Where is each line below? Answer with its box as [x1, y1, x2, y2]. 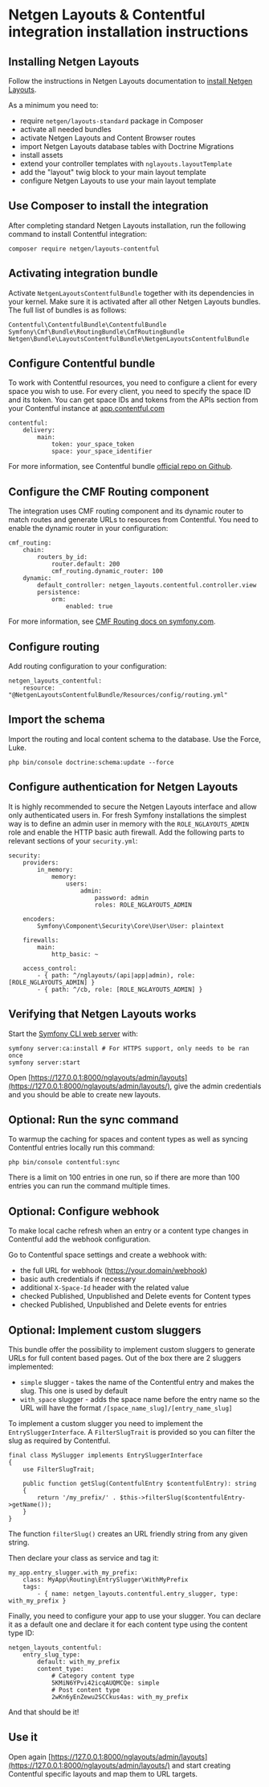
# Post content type [51, 1685, 120, 1694]
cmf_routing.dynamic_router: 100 [51, 567, 163, 575]
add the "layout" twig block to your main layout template [19, 168, 206, 176]
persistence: [37, 588, 81, 597]
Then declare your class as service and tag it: [8, 1553, 159, 1562]
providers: [22, 858, 59, 867]
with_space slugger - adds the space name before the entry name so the [19, 1394, 260, 1403]
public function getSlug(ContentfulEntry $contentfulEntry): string [22, 1479, 257, 1487]
